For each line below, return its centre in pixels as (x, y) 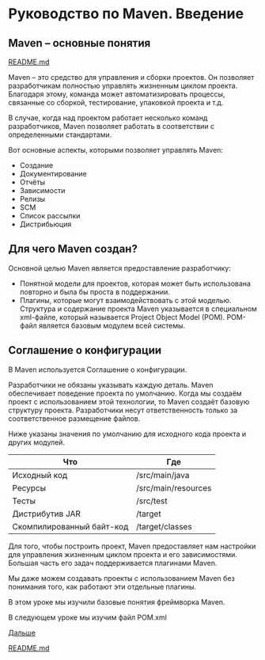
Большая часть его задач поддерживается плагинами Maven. (113, 563)
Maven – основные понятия (79, 43)
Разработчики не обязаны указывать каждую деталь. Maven (111, 385)
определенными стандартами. (60, 135)
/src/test (151, 501)
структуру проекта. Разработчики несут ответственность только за (123, 410)
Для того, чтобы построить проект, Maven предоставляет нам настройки (132, 546)
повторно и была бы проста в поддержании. (95, 292)
